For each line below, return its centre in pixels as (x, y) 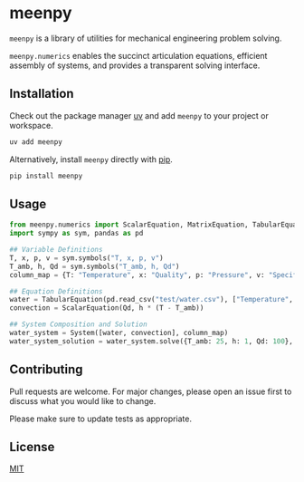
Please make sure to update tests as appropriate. (101, 419)
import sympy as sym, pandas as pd (76, 234)
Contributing (46, 370)
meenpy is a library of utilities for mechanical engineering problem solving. (146, 38)
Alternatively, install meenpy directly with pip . (91, 159)
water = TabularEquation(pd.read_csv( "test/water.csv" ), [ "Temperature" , (152, 300)
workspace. (31, 125)
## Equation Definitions (56, 291)
